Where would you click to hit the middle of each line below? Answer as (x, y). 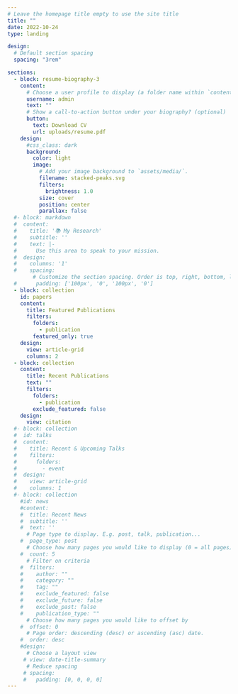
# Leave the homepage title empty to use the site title (93, 14)
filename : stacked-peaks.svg (82, 178)
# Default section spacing (53, 53)
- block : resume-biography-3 (57, 79)
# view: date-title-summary (64, 660)
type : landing (28, 34)
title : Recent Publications (68, 376)
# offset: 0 (39, 627)
